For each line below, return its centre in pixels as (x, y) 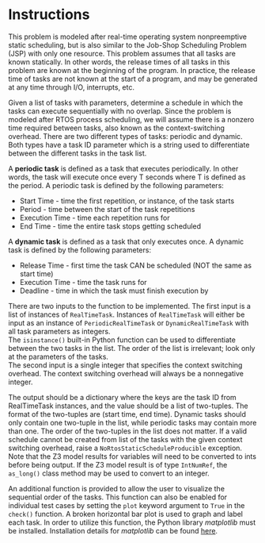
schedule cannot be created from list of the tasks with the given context (125, 439)
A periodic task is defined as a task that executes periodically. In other (123, 168)
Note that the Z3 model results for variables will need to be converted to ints (132, 456)
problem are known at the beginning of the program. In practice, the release (132, 70)
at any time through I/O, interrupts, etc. (72, 87)
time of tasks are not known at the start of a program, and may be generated (133, 79)
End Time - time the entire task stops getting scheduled (110, 226)
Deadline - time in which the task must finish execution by (114, 291)
